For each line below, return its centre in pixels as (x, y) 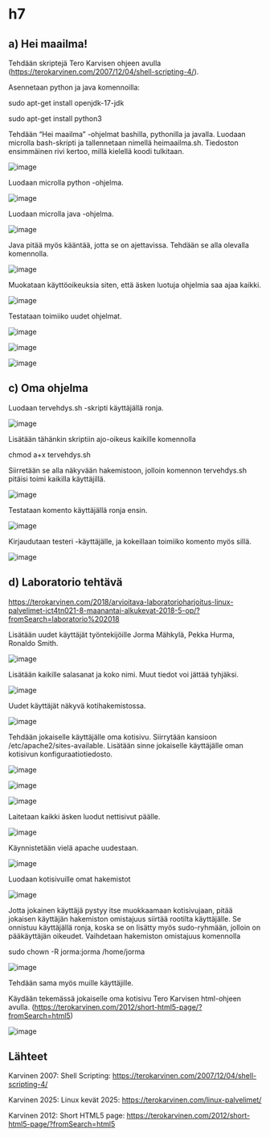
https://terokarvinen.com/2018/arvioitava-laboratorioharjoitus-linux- (121, 602)
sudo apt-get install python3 (55, 119)
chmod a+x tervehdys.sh (49, 454)
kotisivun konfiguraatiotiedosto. (61, 754)
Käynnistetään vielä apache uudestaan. (74, 848)
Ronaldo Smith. (33, 643)
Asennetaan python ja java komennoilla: (74, 87)
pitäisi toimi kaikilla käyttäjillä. (57, 479)
